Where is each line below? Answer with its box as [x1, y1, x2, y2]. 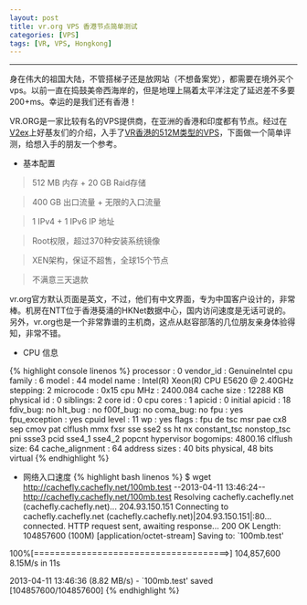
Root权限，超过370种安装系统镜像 [31, 235, 161, 246]
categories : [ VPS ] [9, 30, 79, 39]
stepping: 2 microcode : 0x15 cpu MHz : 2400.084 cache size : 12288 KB [9, 385, 285, 396]
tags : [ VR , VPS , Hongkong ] [9, 38, 112, 48]
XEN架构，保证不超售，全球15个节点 [31, 255, 169, 266]
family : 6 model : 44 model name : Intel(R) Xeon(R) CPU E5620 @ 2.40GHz [9, 375, 294, 386]
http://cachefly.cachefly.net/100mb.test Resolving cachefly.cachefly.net [22, 492, 294, 503]
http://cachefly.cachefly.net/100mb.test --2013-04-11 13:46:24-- [22, 482, 267, 493]
